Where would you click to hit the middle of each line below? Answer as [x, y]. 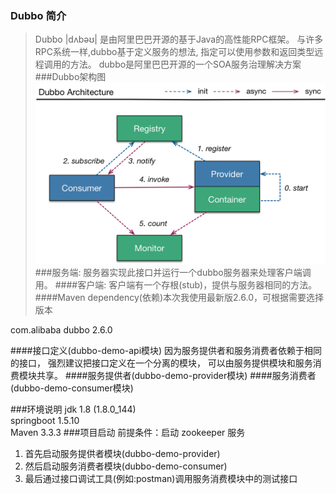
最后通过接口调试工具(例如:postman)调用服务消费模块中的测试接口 [161, 478]
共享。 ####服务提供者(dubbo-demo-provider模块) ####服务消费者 [176, 375]
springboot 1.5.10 [45, 420]
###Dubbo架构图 [70, 77]
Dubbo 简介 [38, 15]
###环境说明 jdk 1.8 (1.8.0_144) [73, 409]
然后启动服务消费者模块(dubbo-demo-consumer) [126, 466]
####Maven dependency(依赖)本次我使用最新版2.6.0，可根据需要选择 [179, 297]
